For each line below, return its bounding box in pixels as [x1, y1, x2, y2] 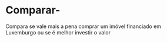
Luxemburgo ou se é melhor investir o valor [5, 29, 111, 36]
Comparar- [5, 3, 61, 17]
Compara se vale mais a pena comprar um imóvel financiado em [5, 23, 162, 30]
